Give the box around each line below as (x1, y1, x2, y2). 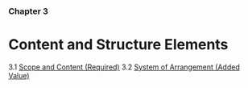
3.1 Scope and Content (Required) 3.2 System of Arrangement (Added (8, 62, 240, 72)
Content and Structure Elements (8, 36, 229, 54)
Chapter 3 (8, 6, 48, 17)
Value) (8, 70, 30, 80)
